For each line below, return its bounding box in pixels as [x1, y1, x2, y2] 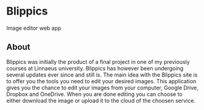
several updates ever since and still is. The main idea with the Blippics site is [6, 71, 198, 78]
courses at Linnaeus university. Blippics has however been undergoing [6, 64, 184, 72]
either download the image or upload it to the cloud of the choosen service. [6, 97, 196, 104]
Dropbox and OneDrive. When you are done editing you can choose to [6, 90, 183, 98]
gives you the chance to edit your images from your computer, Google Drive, [6, 84, 199, 91]
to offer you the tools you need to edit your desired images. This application [6, 77, 197, 84]
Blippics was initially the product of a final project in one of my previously [6, 58, 190, 65]
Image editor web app [6, 24, 62, 32]
